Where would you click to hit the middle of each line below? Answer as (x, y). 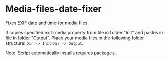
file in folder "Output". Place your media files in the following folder (75, 38)
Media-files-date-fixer (53, 9)
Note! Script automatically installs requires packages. (61, 53)
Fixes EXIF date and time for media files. (47, 23)
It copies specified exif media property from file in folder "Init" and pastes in (84, 32)
